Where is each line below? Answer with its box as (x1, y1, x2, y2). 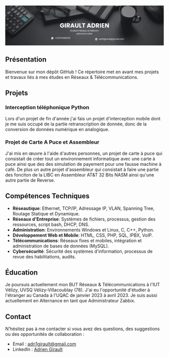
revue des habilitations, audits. (12, 253, 76, 259)
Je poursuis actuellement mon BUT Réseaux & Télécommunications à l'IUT (5, 282, 160, 288)
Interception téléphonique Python (5, 104, 90, 111)
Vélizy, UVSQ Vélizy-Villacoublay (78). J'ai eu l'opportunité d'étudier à (5, 287, 150, 293)
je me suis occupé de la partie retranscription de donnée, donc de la (5, 121, 147, 127)
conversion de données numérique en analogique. (5, 126, 110, 132)
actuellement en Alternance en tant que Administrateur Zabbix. (5, 298, 136, 304)
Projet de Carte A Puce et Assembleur (5, 139, 100, 146)
